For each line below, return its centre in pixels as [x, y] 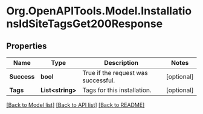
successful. [99, 80]
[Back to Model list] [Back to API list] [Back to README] [76, 105]
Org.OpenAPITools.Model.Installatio [99, 11]
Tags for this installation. [117, 90]
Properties [27, 46]
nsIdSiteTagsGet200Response [85, 24]
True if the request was [115, 73]
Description [121, 63]
